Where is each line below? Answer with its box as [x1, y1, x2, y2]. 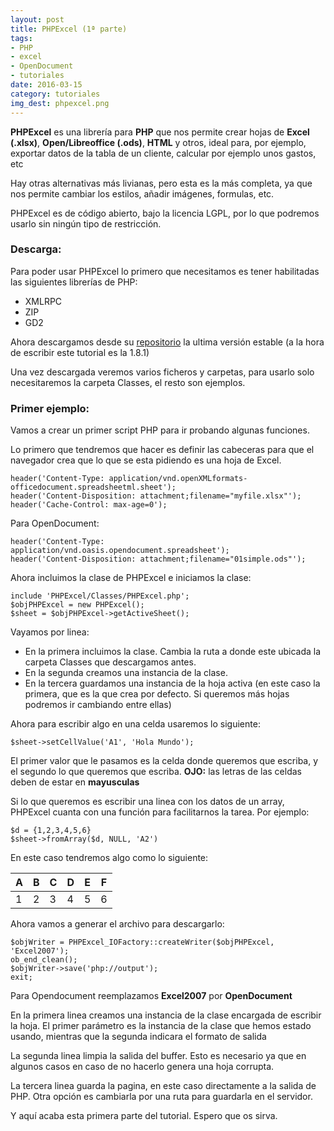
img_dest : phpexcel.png [10, 98, 110, 108]
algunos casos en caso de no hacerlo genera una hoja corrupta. [10, 1061, 275, 1073]
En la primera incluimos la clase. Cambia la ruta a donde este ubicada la [24, 646, 322, 658]
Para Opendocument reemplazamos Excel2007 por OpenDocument [10, 990, 293, 1002]
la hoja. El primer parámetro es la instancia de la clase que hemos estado [10, 1020, 312, 1032]
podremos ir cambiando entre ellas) [24, 699, 172, 711]
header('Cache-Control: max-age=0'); [10, 500, 168, 510]
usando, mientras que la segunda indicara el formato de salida [10, 1031, 267, 1043]
